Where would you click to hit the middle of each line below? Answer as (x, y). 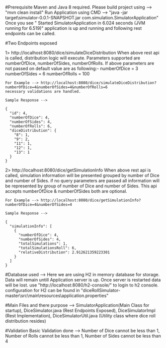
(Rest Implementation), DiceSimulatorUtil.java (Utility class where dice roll (80, 316)
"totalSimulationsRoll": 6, (47, 248)
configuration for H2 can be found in (42, 290)
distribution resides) (26, 321)
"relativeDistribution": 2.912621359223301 (64, 252)
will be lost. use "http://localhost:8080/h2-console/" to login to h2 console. (82, 285)
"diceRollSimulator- (101, 290)
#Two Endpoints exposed (31, 43)
